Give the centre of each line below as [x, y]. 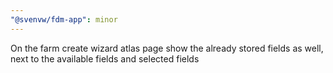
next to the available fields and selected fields [105, 58]
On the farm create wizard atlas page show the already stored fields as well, [167, 48]
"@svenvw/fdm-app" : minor [64, 19]
